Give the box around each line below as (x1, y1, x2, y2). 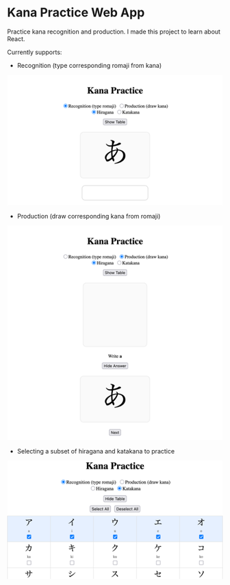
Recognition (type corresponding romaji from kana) (16, 61, 162, 69)
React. (7, 34, 25, 42)
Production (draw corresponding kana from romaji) (16, 212, 161, 221)
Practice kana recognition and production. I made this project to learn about (7, 27, 221, 36)
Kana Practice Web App (7, 5, 145, 21)
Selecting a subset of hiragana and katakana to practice (16, 447, 175, 456)
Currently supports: (7, 48, 62, 56)
